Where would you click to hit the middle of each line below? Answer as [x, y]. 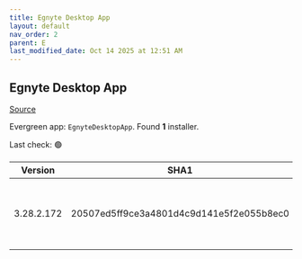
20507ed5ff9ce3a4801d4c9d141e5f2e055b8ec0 [180, 213]
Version [38, 170]
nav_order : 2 [34, 34]
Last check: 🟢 [36, 144]
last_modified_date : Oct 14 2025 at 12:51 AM [96, 51]
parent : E [28, 43]
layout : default [40, 26]
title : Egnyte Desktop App [60, 18]
